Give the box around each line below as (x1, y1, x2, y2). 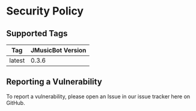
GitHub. (6, 99, 25, 106)
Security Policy (6, 4, 84, 18)
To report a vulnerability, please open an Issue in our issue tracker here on (6, 92, 191, 100)
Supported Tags (6, 28, 68, 39)
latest (9, 56, 25, 65)
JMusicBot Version (30, 46, 87, 54)
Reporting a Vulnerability (6, 77, 102, 87)
